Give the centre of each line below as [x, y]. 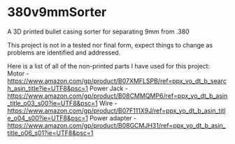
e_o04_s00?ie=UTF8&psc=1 [48, 118]
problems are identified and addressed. [64, 52]
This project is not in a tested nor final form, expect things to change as [110, 45]
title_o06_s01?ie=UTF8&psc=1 [50, 133]
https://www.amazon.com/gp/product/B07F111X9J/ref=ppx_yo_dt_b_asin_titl [116, 110]
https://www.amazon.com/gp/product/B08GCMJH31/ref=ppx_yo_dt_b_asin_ [116, 125]
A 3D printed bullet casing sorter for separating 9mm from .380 [99, 31]
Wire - [108, 103]
